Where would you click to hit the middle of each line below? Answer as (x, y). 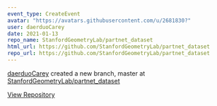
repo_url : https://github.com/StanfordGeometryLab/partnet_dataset (109, 54)
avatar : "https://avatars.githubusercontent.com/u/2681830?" (99, 20)
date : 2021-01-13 (33, 34)
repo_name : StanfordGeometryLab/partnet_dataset (80, 40)
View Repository (31, 94)
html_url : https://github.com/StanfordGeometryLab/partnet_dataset (109, 47)
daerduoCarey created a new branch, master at (76, 73)
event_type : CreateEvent (44, 14)
